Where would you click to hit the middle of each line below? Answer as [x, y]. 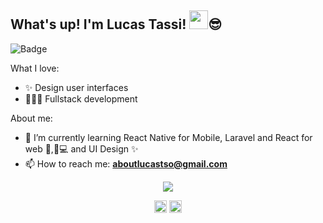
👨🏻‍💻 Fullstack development [81, 98]
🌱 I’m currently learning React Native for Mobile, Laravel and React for [168, 137]
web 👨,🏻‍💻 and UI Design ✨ [81, 148]
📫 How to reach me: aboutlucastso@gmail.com [126, 163]
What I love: [35, 68]
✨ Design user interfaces [76, 87]
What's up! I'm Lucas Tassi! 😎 [116, 24]
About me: [31, 118]
